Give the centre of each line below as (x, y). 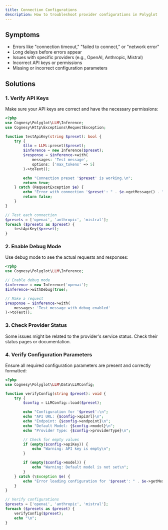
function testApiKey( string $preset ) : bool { (53, 136)
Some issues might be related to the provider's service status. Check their (81, 336)
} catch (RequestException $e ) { (49, 187)
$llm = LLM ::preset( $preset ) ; (54, 146)
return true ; (37, 183)
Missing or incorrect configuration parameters (60, 68)
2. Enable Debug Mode (33, 247)
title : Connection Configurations (41, 10)
